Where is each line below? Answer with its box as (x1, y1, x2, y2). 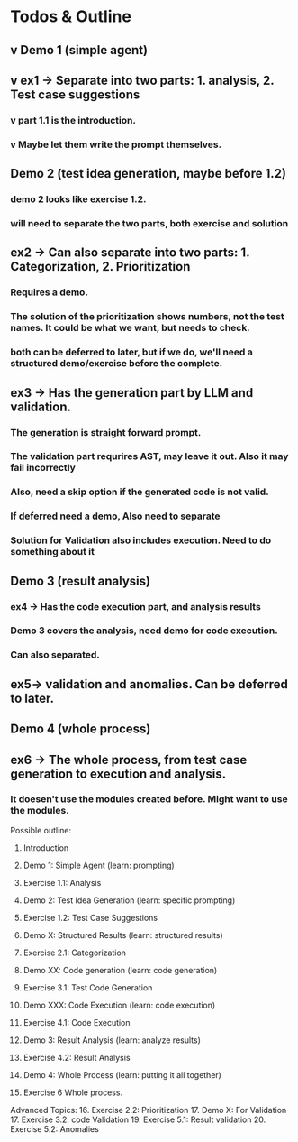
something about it (10, 546, 95, 558)
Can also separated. (10, 649, 100, 661)
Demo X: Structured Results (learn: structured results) (23, 929, 223, 940)
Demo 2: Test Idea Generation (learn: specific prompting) (23, 895, 236, 906)
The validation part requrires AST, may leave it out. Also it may (10, 450, 289, 463)
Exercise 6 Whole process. (23, 1087, 123, 1098)
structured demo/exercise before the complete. (10, 357, 223, 370)
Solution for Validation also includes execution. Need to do (10, 534, 272, 547)
